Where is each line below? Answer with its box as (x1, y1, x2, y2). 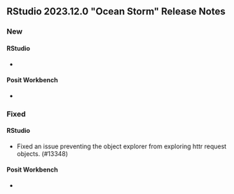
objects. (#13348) (16, 149, 68, 157)
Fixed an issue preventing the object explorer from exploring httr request (16, 142, 227, 150)
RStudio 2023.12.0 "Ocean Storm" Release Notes (6, 6, 226, 18)
